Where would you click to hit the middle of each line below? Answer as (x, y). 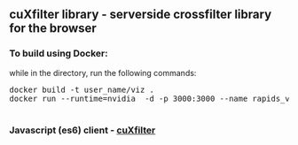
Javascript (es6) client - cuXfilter (82, 130)
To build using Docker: (59, 54)
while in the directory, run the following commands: (103, 72)
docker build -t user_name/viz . (82, 89)
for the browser (53, 29)
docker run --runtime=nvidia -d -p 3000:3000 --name (129, 98)
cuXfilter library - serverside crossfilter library (141, 15)
